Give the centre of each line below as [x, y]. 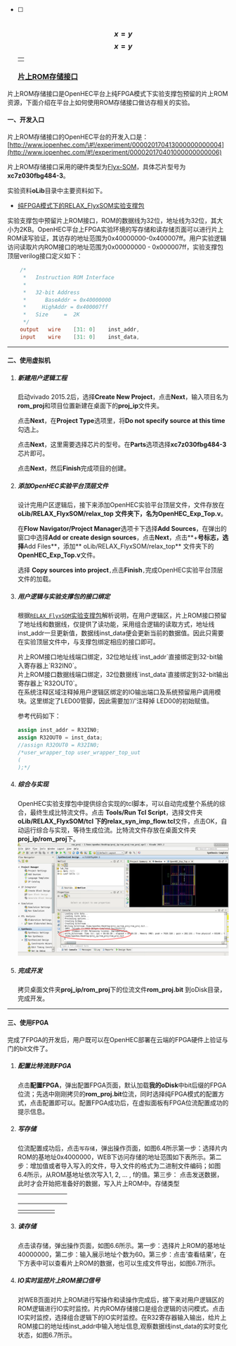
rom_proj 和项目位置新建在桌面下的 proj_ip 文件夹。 [90, 406]
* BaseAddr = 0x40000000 [67, 300]
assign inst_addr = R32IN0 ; [58, 730]
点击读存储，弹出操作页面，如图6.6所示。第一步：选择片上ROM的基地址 [122, 1245]
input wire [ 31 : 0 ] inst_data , [80, 337]
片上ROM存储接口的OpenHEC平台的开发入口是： [78, 137]
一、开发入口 [26, 120]
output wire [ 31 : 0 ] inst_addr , [80, 330]
